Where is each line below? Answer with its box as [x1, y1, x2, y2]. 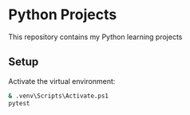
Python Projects [8, 6, 117, 24]
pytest [8, 99, 30, 107]
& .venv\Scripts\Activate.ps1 [8, 92, 109, 100]
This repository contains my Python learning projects [8, 32, 183, 42]
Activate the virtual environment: [8, 76, 116, 85]
